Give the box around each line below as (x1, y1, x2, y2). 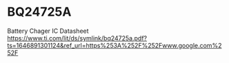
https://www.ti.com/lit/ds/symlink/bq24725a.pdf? (7, 34, 147, 42)
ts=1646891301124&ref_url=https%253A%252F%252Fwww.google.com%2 (7, 41, 222, 49)
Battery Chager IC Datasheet (7, 27, 89, 35)
